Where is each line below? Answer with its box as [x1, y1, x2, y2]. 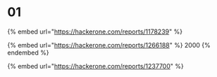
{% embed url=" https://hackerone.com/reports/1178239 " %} [7, 27, 183, 36]
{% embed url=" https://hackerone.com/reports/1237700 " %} [7, 62, 185, 70]
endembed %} [7, 48, 49, 57]
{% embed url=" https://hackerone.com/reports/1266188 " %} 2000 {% [7, 41, 211, 49]
